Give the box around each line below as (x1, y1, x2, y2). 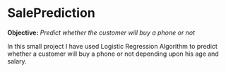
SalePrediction (7, 5, 95, 21)
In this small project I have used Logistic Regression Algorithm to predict (7, 42, 218, 50)
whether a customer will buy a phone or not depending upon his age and (7, 49, 219, 58)
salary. (7, 56, 27, 65)
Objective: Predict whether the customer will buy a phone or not (7, 28, 196, 37)
